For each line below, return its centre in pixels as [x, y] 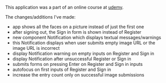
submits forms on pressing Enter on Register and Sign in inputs [77, 64]
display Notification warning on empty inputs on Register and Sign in [83, 53]
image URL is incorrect [36, 48]
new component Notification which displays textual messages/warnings [87, 37]
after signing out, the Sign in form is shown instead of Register [77, 32]
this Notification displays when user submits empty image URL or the [84, 43]
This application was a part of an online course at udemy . [64, 7]
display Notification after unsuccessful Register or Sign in [72, 59]
